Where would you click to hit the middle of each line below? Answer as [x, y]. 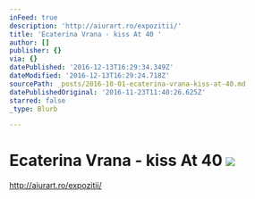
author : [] [30, 42]
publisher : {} [36, 51]
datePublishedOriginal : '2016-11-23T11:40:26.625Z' [107, 92]
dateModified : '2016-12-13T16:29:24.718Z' [89, 76]
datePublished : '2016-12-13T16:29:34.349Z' [92, 68]
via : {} [24, 59]
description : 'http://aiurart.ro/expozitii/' [95, 26]
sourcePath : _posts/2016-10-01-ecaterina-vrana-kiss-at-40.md [127, 84]
